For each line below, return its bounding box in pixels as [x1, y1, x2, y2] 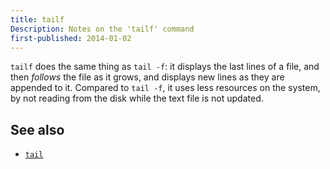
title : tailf [10, 14, 65, 25]
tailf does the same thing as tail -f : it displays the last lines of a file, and [10, 61, 320, 73]
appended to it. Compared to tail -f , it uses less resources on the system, [10, 82, 321, 94]
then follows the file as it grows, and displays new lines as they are [10, 71, 285, 83]
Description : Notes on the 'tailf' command [10, 24, 195, 34]
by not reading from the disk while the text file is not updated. [10, 92, 264, 105]
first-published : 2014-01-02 [10, 33, 132, 43]
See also [10, 121, 65, 138]
